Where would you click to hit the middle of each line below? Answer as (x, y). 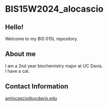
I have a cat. (17, 71)
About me (20, 54)
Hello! (14, 27)
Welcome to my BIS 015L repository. (42, 39)
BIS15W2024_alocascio (54, 9)
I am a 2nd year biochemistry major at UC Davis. (54, 66)
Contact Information (37, 86)
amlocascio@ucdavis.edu (31, 98)
